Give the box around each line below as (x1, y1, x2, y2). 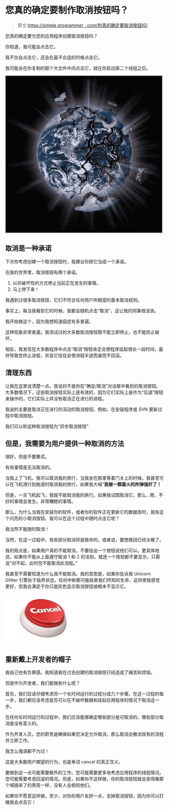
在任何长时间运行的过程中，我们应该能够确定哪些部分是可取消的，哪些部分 (5, 714, 159, 720)
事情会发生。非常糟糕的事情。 (14, 499, 76, 505)
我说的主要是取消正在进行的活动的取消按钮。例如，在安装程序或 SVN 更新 (5, 406, 158, 412)
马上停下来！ (12, 286, 39, 292)
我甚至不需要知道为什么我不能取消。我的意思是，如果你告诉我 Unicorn (5, 571, 151, 577)
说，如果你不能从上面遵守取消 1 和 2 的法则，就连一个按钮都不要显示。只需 (5, 554, 160, 560)
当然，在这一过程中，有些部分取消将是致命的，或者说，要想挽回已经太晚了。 (5, 537, 164, 543)
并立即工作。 (5, 737, 32, 743)
